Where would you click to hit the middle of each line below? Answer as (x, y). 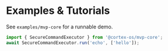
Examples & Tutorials (58, 11)
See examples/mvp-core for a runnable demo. (60, 27)
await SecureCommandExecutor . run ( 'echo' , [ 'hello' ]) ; (73, 43)
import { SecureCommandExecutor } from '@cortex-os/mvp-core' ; (85, 37)
